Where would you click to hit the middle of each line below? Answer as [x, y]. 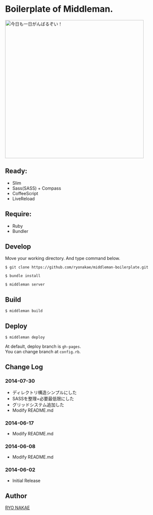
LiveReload [24, 199]
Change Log [24, 367]
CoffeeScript [25, 193]
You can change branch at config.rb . [43, 352]
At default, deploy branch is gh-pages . [43, 346]
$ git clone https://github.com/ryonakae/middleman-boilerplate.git [77, 267]
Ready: [16, 171]
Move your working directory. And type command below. [63, 258]
